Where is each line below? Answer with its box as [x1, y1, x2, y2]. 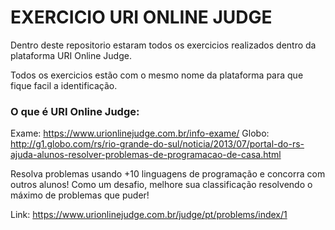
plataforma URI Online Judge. [10, 49, 132, 61]
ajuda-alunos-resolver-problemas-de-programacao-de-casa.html [10, 149, 282, 161]
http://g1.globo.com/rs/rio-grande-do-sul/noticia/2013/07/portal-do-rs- [10, 138, 305, 150]
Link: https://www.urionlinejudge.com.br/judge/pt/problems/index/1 [10, 209, 288, 221]
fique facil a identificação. [10, 79, 118, 91]
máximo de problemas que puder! [10, 189, 150, 201]
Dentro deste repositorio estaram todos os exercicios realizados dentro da [10, 39, 317, 51]
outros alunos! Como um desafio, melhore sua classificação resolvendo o [10, 179, 313, 191]
